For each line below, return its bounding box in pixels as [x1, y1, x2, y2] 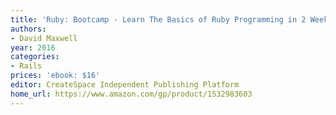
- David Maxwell [10, 33, 78, 43]
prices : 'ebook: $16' [10, 71, 101, 81]
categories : [10, 52, 60, 62]
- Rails [10, 61, 43, 71]
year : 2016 [10, 42, 56, 53]
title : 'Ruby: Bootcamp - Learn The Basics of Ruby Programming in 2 [10, 14, 307, 25]
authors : [10, 24, 47, 34]
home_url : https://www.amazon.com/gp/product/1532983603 [10, 89, 253, 99]
